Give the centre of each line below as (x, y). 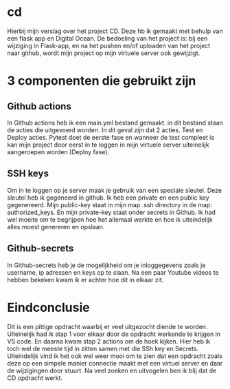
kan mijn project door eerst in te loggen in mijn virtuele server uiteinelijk (108, 145)
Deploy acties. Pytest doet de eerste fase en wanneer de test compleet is (111, 137)
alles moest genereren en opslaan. (56, 227)
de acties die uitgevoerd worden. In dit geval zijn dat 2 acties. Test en (105, 130)
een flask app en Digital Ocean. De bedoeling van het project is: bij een (107, 38)
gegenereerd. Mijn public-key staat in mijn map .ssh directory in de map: (110, 204)
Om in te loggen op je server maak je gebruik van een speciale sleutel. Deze (114, 190)
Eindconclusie (49, 307)
